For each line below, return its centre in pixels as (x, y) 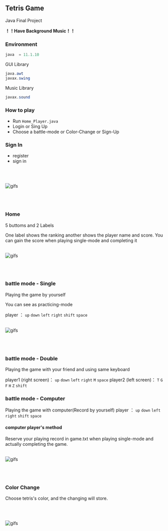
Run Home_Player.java (35, 121)
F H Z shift (16, 386)
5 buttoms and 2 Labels (30, 225)
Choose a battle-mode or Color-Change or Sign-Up (66, 132)
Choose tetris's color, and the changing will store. (57, 498)
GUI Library (17, 64)
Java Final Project (24, 20)
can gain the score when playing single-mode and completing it (71, 240)
